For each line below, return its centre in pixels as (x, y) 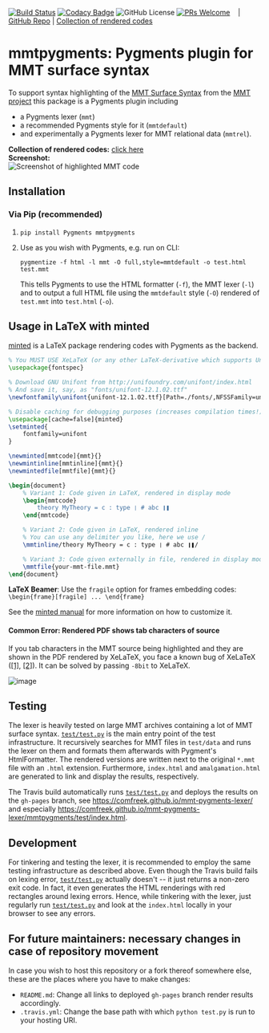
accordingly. (40, 1003)
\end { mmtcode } (46, 515)
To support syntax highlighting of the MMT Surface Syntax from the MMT (129, 92)
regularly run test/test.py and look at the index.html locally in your (120, 905)
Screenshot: (29, 157)
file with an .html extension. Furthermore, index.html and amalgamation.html (134, 768)
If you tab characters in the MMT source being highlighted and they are (126, 648)
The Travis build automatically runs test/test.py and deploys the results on (133, 792)
